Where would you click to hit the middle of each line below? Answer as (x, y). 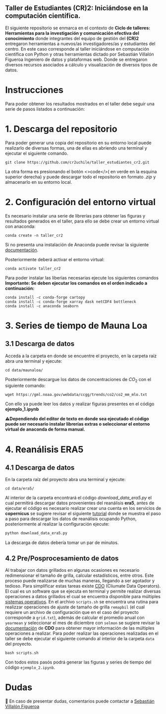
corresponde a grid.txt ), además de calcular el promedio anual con (75, 618)
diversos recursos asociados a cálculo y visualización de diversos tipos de (81, 64)
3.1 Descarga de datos (40, 344)
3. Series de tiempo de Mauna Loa (76, 325)
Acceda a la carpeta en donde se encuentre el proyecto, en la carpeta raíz (81, 356)
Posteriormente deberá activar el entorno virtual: (55, 259)
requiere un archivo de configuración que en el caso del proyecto (72, 612)
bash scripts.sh (22, 653)
